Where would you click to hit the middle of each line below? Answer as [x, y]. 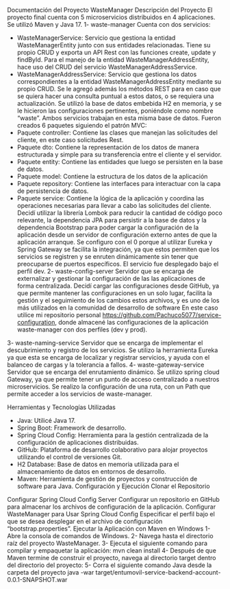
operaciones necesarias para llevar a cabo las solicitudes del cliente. [114, 206]
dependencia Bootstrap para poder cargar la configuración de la [108, 227]
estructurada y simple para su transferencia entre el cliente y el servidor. [119, 154]
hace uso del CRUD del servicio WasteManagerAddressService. [107, 67]
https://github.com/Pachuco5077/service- [162, 315]
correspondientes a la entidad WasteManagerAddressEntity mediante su [119, 81]
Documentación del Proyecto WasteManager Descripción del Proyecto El [110, 10]
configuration [36, 322]
